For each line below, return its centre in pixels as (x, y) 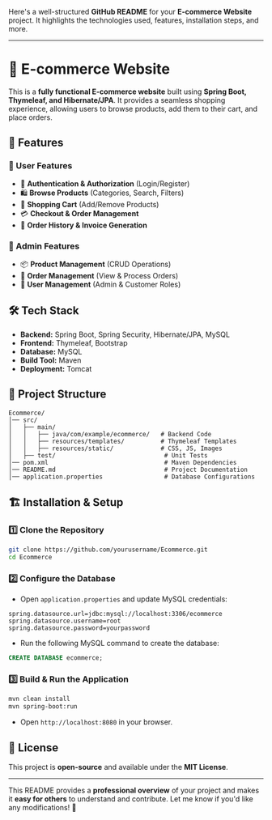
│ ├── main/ (32, 427)
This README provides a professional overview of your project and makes (134, 790)
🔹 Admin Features (44, 246)
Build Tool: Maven (51, 360)
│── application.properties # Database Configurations (132, 477)
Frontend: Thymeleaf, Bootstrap (74, 342)
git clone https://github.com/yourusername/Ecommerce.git (108, 550)
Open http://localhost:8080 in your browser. (96, 722)
